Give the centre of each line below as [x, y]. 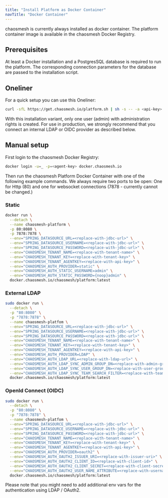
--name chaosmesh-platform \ [40, 224]
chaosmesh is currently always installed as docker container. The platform [82, 28]
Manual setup [27, 145]
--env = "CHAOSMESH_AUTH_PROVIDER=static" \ [54, 266]
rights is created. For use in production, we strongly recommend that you [80, 124]
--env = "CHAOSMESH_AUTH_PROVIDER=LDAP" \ [52, 355]
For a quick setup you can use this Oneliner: [50, 100]
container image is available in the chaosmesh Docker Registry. [70, 34]
